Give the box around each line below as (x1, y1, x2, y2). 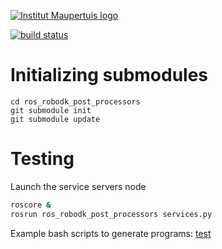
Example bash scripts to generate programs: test (10, 227, 212, 239)
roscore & (10, 200, 52, 210)
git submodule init (10, 105, 92, 115)
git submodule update (10, 114, 101, 124)
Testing (10, 148, 75, 170)
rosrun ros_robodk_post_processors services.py (10, 209, 213, 219)
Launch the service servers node (10, 180, 147, 192)
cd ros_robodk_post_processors (10, 96, 141, 107)
